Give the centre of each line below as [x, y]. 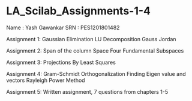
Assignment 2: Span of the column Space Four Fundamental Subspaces [95, 51]
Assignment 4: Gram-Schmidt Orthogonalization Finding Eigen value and [96, 74]
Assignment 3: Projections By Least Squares [61, 62]
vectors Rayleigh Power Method [46, 80]
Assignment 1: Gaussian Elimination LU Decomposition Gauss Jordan [91, 39]
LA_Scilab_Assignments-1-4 [79, 11]
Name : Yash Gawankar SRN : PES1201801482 [63, 27]
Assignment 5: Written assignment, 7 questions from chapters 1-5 [87, 91]
